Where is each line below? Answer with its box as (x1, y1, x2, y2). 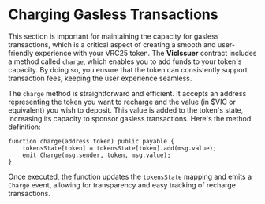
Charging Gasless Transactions (8, 6, 218, 24)
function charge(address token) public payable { (8, 137, 175, 145)
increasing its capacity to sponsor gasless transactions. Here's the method (8, 113, 252, 123)
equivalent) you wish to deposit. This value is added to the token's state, (8, 105, 244, 115)
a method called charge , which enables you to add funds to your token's (8, 57, 242, 66)
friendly (8, 48, 34, 57)
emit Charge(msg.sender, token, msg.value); (22, 151, 171, 159)
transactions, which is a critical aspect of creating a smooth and (8, 39, 216, 49)
